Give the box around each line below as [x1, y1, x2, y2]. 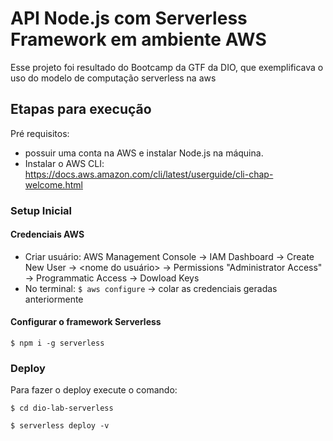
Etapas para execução [10, 101, 152, 118]
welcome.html [24, 178, 83, 191]
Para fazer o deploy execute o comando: [10, 384, 178, 396]
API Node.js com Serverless [10, 7, 248, 30]
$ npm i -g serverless [10, 338, 105, 349]
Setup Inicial [10, 203, 73, 217]
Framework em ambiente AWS [10, 28, 267, 51]
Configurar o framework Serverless [10, 316, 162, 328]
